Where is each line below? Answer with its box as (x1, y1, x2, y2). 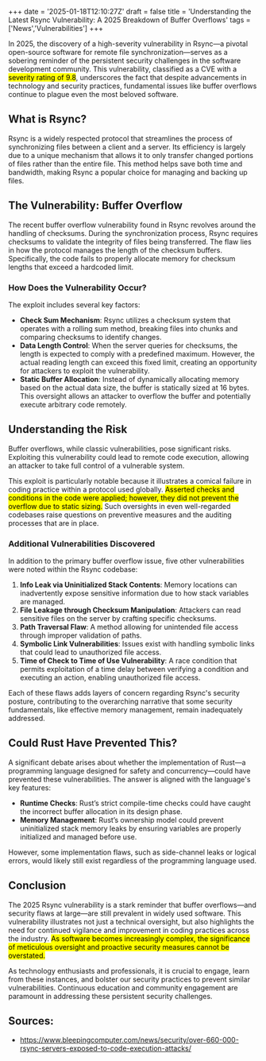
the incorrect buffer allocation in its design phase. (19, 806, 183, 816)
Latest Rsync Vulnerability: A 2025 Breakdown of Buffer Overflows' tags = (8, 15, 252, 25)
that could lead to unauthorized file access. (19, 647, 162, 658)
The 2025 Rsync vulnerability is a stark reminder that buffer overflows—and (8, 900, 256, 909)
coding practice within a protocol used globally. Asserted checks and (8, 484, 235, 494)
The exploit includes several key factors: (8, 299, 141, 309)
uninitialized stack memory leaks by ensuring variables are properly (19, 824, 241, 833)
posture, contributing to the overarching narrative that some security (8, 696, 233, 706)
